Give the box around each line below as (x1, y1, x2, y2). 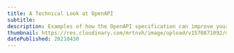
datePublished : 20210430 (7, 36, 79, 43)
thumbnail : (7, 29, 39, 36)
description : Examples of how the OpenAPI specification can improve (7, 23, 214, 30)
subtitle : (7, 17, 36, 23)
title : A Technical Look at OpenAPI (7, 10, 114, 17)
